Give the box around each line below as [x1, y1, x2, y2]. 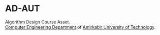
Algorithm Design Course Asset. [5, 19, 70, 25]
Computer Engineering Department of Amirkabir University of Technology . [5, 24, 156, 30]
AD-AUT [5, 3, 40, 14]
